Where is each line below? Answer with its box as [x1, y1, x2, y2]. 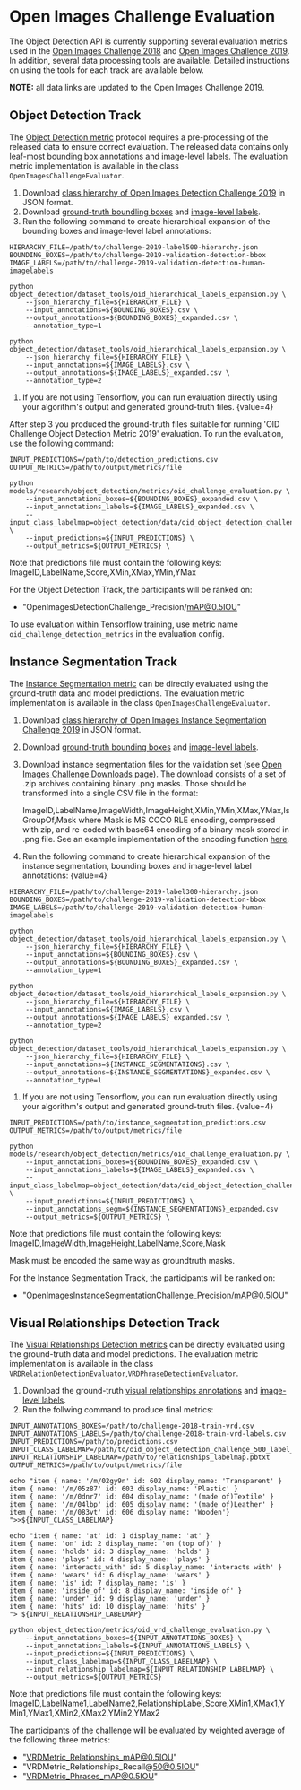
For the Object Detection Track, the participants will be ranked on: [9, 584, 253, 595]
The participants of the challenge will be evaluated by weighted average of [9, 1725, 286, 1736]
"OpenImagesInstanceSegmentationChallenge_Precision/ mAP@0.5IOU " [21, 1290, 288, 1300]
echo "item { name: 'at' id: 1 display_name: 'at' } [9, 1532, 211, 1541]
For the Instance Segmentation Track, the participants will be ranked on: [9, 1272, 276, 1283]
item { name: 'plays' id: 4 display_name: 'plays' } [9, 1555, 211, 1564]
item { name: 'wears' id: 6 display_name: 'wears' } [9, 1571, 211, 1580]
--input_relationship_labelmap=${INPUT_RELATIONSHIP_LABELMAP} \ [25, 1665, 275, 1674]
